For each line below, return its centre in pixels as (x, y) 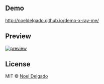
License (18, 64)
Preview (18, 36)
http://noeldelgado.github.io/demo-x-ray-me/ (52, 20)
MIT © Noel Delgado (27, 76)
